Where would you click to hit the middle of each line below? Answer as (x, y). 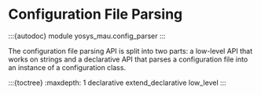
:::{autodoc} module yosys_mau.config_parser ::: (87, 36)
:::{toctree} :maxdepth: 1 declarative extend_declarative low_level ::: (117, 83)
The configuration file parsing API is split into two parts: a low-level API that (130, 51)
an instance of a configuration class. (67, 67)
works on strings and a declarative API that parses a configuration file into (128, 59)
